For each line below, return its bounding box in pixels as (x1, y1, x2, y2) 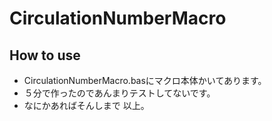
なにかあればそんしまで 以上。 (23, 100, 150, 111)
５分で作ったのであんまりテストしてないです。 (23, 87, 216, 99)
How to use (9, 47, 81, 64)
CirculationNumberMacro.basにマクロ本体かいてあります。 (23, 75, 267, 86)
